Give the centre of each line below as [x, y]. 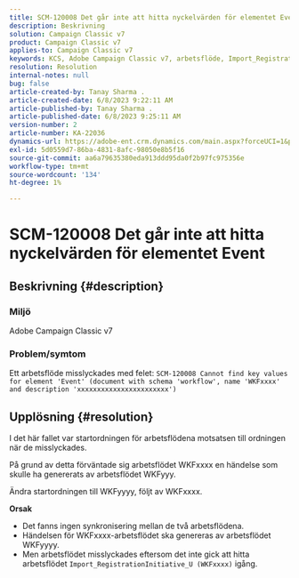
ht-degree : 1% [36, 183]
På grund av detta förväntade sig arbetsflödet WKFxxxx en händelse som [144, 465]
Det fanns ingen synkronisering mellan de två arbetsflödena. [133, 526]
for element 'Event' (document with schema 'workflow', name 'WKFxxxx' [145, 382]
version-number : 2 [43, 125]
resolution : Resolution [53, 68]
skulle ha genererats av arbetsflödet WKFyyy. [93, 474]
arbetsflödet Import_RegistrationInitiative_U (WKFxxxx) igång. [140, 564]
